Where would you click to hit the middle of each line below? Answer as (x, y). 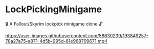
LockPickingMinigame (54, 9)
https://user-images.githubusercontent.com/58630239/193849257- (77, 35)
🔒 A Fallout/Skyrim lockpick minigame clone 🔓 (54, 23)
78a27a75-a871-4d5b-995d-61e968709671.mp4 (56, 41)
